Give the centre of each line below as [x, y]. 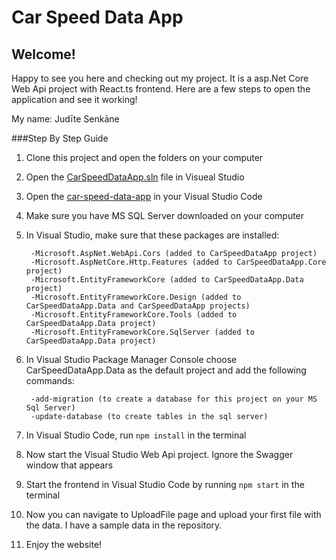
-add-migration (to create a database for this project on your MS [174, 399]
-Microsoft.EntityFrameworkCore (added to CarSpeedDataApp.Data [167, 280]
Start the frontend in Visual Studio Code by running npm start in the [165, 484]
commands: [50, 380]
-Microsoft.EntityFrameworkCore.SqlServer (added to [142, 332]
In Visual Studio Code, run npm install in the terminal [136, 435]
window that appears [69, 465]
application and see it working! [74, 99]
